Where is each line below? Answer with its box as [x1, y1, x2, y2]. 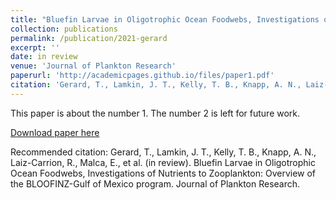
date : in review [10, 52, 78, 62]
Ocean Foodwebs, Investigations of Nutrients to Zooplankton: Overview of [10, 167, 317, 179]
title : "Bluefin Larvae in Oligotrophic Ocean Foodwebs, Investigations [10, 14, 320, 25]
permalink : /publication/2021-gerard [10, 33, 168, 43]
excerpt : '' [10, 42, 60, 53]
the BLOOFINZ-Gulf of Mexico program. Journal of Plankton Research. [10, 177, 301, 190]
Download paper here [10, 126, 100, 138]
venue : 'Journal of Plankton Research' [10, 61, 177, 71]
